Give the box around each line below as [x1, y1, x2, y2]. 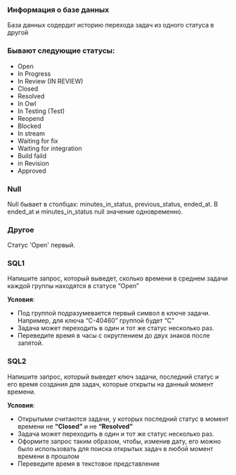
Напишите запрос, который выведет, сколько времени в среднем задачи [7, 274, 228, 282]
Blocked [17, 122, 41, 130]
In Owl [17, 99, 37, 108]
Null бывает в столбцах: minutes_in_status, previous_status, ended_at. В [7, 200, 218, 208]
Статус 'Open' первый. [7, 241, 76, 249]
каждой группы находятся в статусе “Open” [7, 282, 139, 290]
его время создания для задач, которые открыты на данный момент [7, 379, 214, 388]
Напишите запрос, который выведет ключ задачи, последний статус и [7, 372, 219, 381]
